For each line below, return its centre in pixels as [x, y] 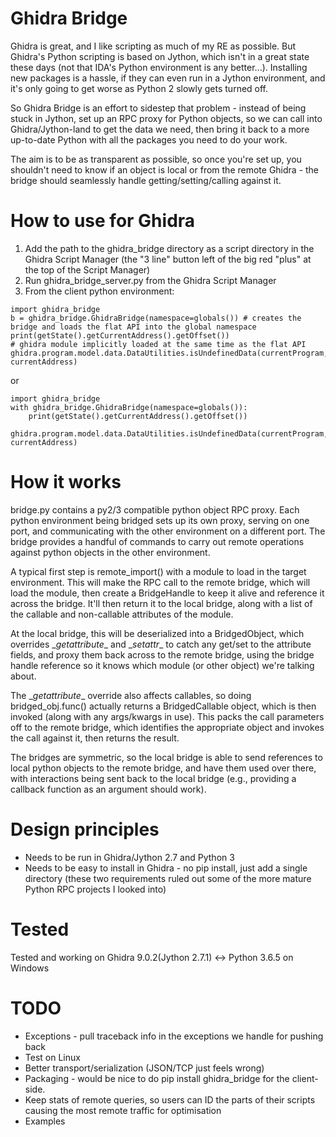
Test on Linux [52, 1057]
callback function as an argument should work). [108, 789]
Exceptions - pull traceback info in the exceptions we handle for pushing [174, 1036]
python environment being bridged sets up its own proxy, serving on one [160, 520]
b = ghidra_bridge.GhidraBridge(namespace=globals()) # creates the [156, 318]
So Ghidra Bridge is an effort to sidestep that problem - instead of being [158, 108]
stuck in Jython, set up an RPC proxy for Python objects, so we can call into [166, 118]
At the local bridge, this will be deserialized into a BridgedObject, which [157, 633]
